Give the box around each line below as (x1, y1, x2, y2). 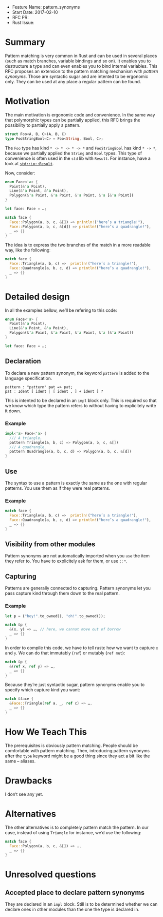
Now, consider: (5, 170, 36, 176)
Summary (5, 37, 45, 48)
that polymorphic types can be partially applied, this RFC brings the (5, 117, 141, 123)
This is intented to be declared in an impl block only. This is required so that (5, 397, 157, 403)
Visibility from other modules (5, 540, 96, 549)
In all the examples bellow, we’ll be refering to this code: (5, 307, 117, 313)
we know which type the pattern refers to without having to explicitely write (5, 402, 157, 408)
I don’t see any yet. (5, 791, 43, 797)
